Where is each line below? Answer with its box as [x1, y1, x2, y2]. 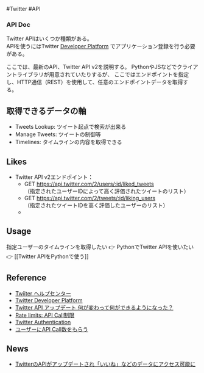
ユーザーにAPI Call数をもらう [15, 325, 88, 333]
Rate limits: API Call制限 [15, 311, 75, 319]
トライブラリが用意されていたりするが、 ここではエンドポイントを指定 [11, 71, 189, 78]
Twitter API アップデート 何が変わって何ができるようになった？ [15, 303, 174, 311]
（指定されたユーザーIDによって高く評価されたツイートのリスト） [24, 187, 190, 195]
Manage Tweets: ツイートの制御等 [15, 131, 102, 138]
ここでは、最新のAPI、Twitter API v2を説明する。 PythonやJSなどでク [6, 63, 183, 71]
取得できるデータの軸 [6, 106, 86, 116]
